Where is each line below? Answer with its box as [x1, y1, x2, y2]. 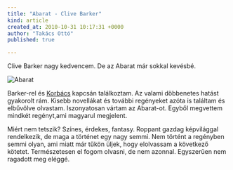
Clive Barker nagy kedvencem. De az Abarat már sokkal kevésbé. [7, 62, 197, 70]
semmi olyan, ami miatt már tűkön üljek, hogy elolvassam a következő [7, 140, 209, 148]
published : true [7, 37, 55, 44]
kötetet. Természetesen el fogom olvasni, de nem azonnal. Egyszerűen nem [7, 148, 227, 156]
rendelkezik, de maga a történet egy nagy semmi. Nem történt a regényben [7, 133, 225, 141]
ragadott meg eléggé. [7, 155, 70, 164]
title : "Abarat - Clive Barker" [7, 10, 102, 18]
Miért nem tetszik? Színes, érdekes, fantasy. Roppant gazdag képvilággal [7, 125, 219, 133]
